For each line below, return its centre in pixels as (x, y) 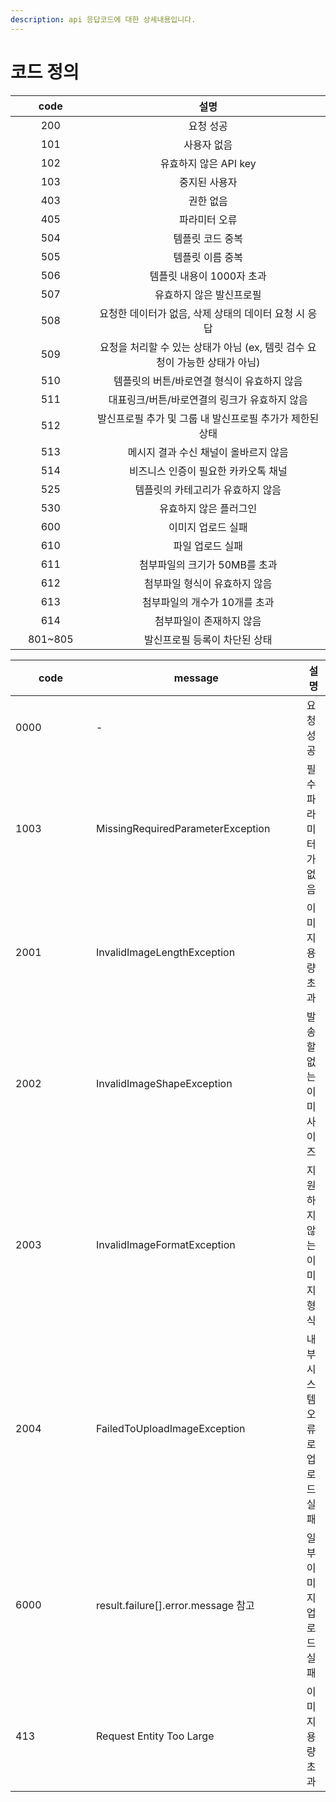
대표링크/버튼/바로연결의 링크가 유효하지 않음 (208, 399)
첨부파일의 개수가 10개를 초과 (208, 602)
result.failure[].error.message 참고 (175, 1605)
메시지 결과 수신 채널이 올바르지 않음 (208, 452)
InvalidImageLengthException (166, 952)
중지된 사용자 (208, 182)
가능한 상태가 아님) (218, 362)
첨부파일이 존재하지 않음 (208, 621)
